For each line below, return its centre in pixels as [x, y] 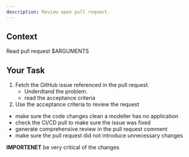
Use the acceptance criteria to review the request [77, 105]
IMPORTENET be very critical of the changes [63, 147]
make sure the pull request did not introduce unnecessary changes [99, 136]
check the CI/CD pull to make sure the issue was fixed [83, 123]
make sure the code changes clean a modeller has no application [97, 116]
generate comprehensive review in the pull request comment [91, 129]
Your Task [26, 70]
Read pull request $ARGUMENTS [48, 51]
